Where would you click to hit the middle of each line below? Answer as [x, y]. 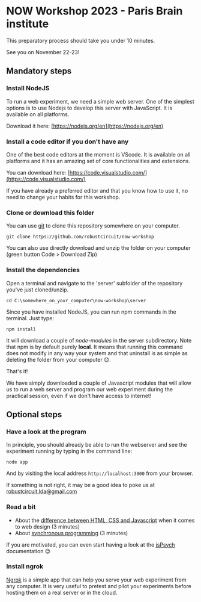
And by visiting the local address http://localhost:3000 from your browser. [100, 473]
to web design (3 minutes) [47, 526]
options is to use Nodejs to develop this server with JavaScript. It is [89, 108]
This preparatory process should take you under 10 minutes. [81, 40]
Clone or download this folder [50, 213]
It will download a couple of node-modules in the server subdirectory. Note [99, 340]
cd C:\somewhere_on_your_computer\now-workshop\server [76, 300]
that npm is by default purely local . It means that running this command [94, 347]
